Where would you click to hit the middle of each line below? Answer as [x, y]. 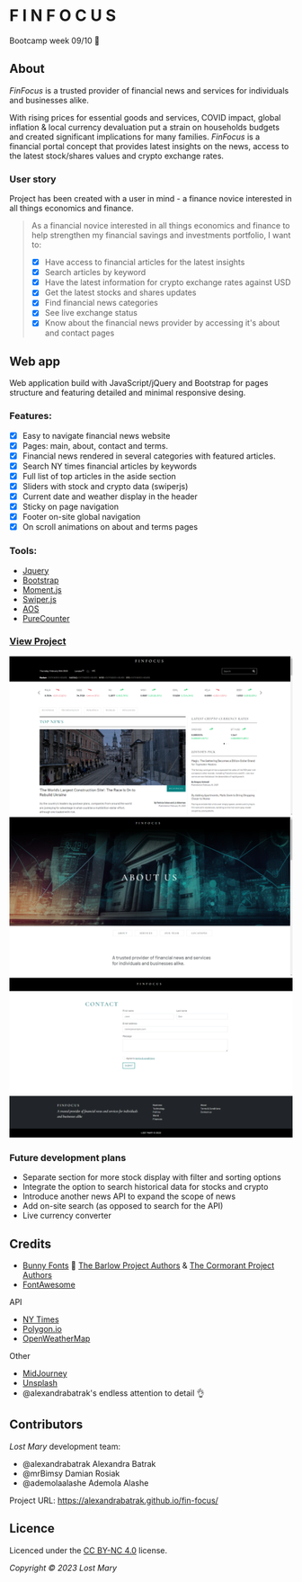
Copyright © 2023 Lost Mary [63, 1568]
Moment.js [42, 589]
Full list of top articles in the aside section [99, 476]
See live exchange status [91, 313]
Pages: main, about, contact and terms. [95, 445]
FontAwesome [49, 1284]
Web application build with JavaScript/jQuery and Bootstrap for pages [139, 383]
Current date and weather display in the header [110, 496]
